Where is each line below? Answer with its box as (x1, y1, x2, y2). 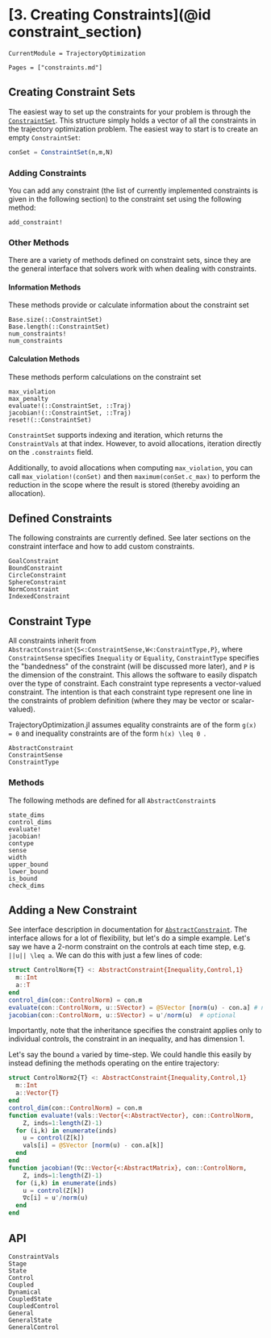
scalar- (231, 696, 255, 706)
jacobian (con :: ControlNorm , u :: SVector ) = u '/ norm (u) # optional (8, 1011, 236, 1019)
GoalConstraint (8, 557, 60, 565)
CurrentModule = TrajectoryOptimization (8, 49, 147, 57)
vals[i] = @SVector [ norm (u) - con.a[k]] (23, 1141, 164, 1150)
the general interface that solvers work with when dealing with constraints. (8, 264, 256, 273)
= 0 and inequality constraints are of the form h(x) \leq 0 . (8, 728, 206, 739)
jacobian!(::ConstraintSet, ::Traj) (8, 409, 131, 417)
